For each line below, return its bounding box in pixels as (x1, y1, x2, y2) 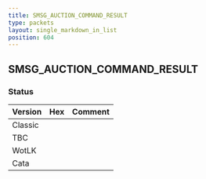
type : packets (8, 19, 55, 27)
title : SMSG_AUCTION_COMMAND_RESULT (8, 11, 128, 20)
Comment (71, 106, 110, 117)
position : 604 (8, 33, 55, 42)
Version (12, 106, 42, 117)
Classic (12, 119, 39, 130)
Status (8, 86, 34, 97)
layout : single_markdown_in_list (8, 26, 117, 34)
